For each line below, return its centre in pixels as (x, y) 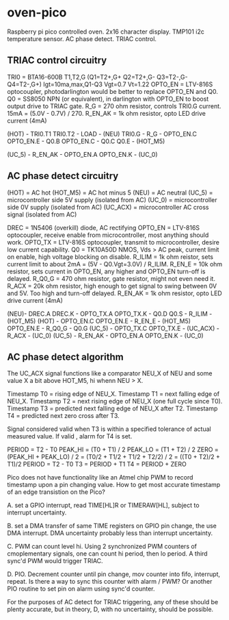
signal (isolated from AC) (42, 214)
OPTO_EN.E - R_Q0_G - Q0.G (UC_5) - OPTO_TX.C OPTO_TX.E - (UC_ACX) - (113, 328)
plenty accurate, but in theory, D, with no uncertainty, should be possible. (110, 609)
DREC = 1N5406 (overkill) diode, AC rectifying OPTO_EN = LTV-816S (104, 227)
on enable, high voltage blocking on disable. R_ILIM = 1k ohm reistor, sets (110, 257)
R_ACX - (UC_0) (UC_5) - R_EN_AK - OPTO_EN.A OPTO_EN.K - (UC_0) (105, 335)
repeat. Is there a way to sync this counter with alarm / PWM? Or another (110, 582)
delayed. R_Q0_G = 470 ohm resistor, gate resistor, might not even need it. (111, 278)
